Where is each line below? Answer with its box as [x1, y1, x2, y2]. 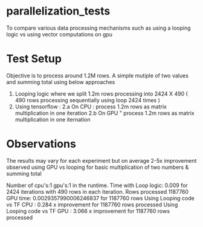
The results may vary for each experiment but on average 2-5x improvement [6, 157, 197, 164]
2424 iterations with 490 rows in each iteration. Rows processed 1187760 [6, 188, 189, 195]
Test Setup [6, 52, 62, 66]
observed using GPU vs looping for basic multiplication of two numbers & [6, 163, 189, 171]
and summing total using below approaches [6, 78, 115, 85]
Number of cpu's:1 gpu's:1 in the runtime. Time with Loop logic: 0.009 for [6, 182, 188, 189]
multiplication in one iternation [14, 116, 91, 123]
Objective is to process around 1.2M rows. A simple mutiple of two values [6, 71, 189, 79]
